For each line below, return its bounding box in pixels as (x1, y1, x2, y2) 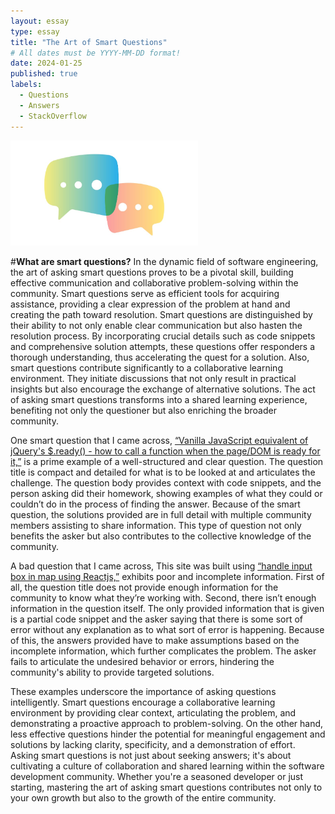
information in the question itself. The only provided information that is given (10, 603, 325, 615)
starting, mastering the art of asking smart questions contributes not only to (10, 781, 323, 794)
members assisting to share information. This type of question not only (10, 520, 302, 532)
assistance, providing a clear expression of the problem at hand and (10, 298, 291, 310)
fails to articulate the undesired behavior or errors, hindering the (10, 656, 275, 668)
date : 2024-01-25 (10, 58, 83, 69)
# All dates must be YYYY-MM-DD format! (10, 48, 182, 58)
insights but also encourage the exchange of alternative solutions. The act (10, 383, 316, 395)
